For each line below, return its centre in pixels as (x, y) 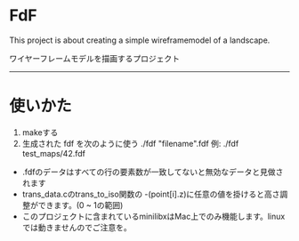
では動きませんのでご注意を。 (77, 227)
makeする (40, 132)
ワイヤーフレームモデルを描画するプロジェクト (95, 58)
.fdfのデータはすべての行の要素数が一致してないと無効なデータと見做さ (153, 172)
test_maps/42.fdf (54, 153)
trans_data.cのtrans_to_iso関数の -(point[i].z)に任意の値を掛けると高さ (151, 194)
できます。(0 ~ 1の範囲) (81, 205)
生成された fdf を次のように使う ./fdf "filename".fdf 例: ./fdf (130, 143)
